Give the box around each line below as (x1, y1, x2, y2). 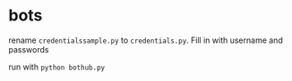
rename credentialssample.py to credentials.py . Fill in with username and (8, 35, 283, 45)
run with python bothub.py (8, 61, 105, 72)
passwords (8, 44, 49, 54)
